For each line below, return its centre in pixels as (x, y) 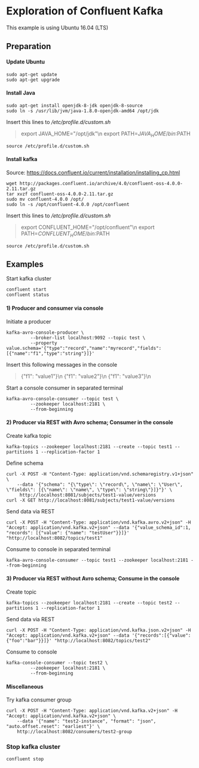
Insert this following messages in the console (62, 364)
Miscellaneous (25, 687)
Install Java (21, 93)
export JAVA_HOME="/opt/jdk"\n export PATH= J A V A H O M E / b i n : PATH (105, 134)
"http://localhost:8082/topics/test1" (54, 538)
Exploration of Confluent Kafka (85, 11)
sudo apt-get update (32, 74)
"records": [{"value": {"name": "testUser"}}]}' (68, 533)
